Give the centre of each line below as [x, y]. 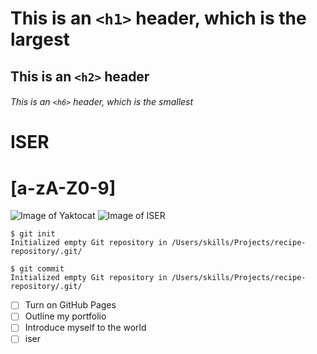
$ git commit [37, 269]
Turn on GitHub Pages [70, 305]
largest [40, 39]
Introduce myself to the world [85, 328]
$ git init [33, 234]
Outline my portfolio [65, 316]
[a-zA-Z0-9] [63, 188]
